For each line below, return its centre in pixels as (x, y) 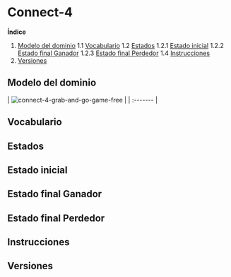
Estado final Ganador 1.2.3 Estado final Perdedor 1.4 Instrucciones (114, 53)
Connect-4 (40, 12)
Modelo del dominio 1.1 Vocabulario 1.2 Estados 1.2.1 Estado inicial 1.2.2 (120, 45)
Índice (17, 32)
